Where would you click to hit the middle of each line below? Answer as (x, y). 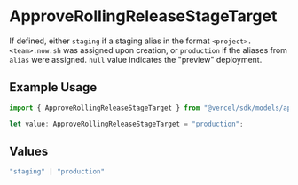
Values (29, 151)
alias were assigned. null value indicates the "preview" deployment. (136, 59)
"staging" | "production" (57, 172)
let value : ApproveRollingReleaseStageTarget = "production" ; (126, 124)
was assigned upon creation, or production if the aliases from (176, 50)
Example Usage (53, 87)
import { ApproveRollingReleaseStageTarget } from (105, 108)
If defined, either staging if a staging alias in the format (110, 41)
